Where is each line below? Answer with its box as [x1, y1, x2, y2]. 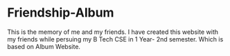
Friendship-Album [7, 5, 114, 21]
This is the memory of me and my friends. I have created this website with [7, 28, 218, 36]
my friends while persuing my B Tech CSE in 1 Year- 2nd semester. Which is [7, 35, 224, 43]
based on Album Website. [7, 42, 81, 50]
